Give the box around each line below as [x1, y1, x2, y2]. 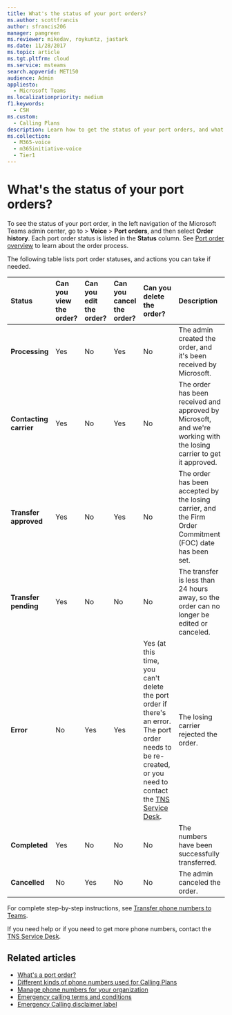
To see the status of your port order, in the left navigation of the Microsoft [7, 219, 217, 227]
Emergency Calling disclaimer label [17, 1000, 117, 1008]
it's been [178, 351, 207, 360]
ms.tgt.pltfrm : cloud [7, 55, 70, 62]
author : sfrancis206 [7, 23, 67, 30]
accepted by [178, 486, 220, 495]
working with [178, 431, 221, 441]
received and [178, 396, 221, 406]
